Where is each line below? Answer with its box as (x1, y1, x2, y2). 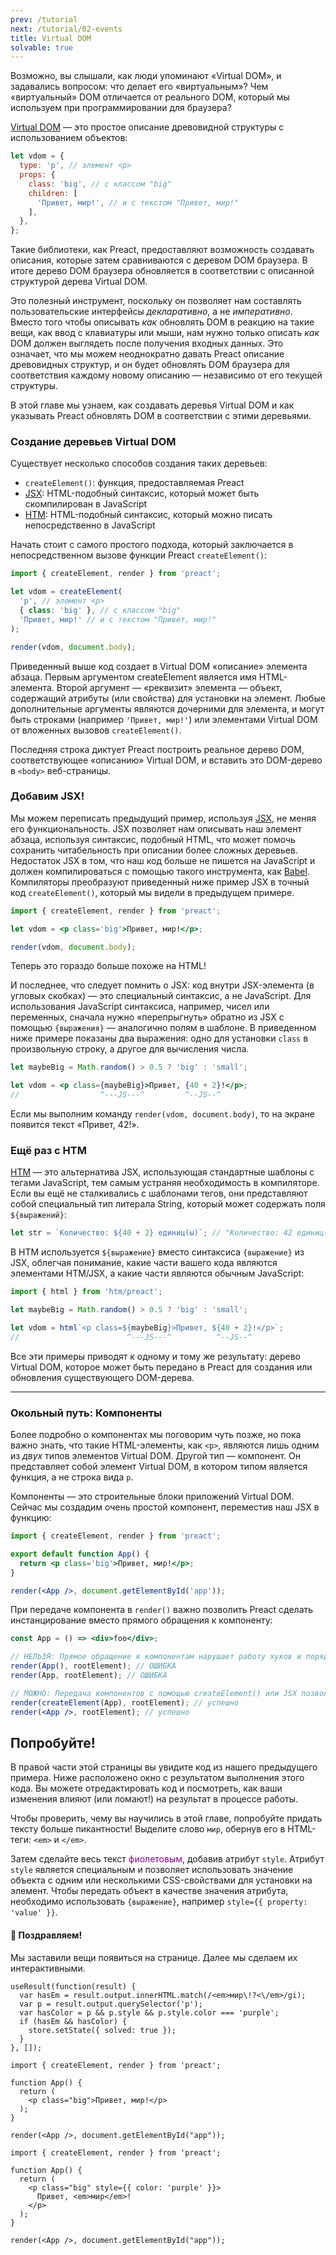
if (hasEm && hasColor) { (19, 2016, 128, 2026)
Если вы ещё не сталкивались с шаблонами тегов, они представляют (10, 1187, 308, 1200)
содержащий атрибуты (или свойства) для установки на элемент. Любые (10, 692, 326, 704)
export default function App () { (10, 1549, 150, 1559)
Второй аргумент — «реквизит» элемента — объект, (56, 681, 283, 693)
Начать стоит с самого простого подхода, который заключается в (10, 539, 294, 551)
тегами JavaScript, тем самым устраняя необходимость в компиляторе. (10, 1177, 320, 1189)
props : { (19, 170, 56, 180)
